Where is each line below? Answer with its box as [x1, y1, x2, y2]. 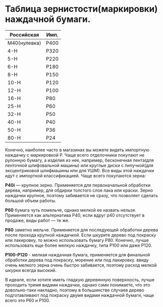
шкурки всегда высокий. [5, 267, 57, 273]
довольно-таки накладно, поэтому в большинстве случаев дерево [5, 287, 145, 293]
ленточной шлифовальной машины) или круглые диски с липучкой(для [5, 162, 154, 168]
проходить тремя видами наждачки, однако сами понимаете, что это [5, 282, 150, 288]
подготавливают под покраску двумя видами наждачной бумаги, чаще [5, 292, 154, 298]
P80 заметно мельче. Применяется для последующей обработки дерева [5, 227, 158, 233]
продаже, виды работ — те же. [5, 217, 70, 223]
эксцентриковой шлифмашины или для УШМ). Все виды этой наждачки [5, 167, 154, 173]
